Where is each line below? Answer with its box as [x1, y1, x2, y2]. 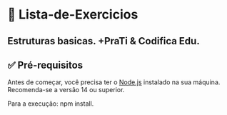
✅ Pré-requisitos [7, 59, 84, 71]
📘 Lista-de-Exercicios [7, 6, 138, 23]
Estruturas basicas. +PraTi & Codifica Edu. [7, 35, 200, 47]
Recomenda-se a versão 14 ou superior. [7, 86, 125, 94]
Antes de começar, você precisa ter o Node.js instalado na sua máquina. [7, 78, 221, 86]
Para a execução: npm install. [7, 99, 94, 108]
